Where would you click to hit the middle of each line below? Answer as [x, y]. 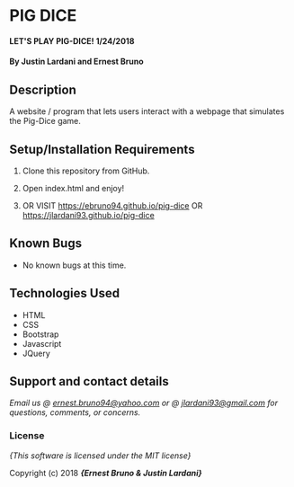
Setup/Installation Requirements [102, 149]
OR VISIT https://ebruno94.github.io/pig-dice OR [112, 206]
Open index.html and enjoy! [73, 188]
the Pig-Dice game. [45, 121]
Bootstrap [40, 334]
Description [43, 89]
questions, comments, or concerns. [75, 412]
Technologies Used [64, 293]
